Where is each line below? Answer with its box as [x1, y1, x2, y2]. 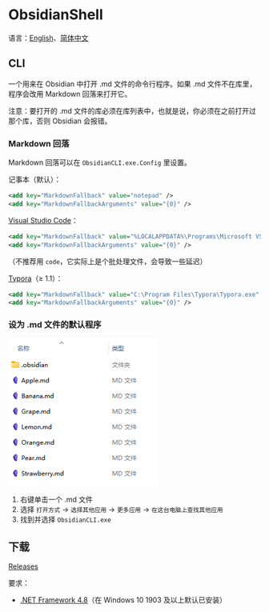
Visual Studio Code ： [8, 215, 78, 225]
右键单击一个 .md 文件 [19, 494, 94, 504]
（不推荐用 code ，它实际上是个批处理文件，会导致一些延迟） [8, 256, 207, 266]
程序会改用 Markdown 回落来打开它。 [8, 89, 132, 98]
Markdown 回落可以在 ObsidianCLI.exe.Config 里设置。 [8, 158, 192, 167]
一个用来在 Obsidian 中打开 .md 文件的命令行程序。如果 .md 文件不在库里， [8, 78, 257, 89]
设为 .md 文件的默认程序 [8, 319, 102, 330]
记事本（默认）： [8, 174, 62, 185]
